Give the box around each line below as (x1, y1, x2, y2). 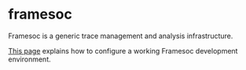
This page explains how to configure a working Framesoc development (8, 46, 238, 55)
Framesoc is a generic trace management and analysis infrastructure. (8, 31, 233, 40)
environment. (8, 54, 51, 64)
